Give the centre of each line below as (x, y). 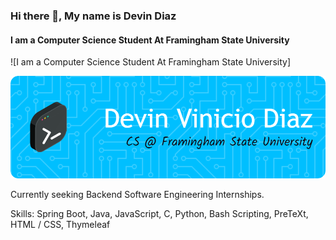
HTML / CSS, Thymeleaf (60, 225)
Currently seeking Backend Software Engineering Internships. (137, 195)
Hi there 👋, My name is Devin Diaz (93, 16)
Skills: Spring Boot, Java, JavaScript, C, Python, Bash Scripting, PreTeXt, (159, 214)
